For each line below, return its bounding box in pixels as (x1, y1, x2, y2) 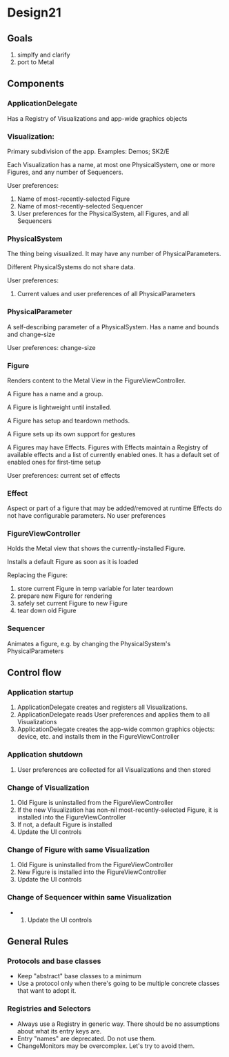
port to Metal (17, 58, 54, 66)
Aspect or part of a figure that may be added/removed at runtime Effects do (7, 504, 222, 512)
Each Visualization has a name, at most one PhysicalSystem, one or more (7, 160, 215, 168)
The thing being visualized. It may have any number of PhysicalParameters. (7, 250, 221, 258)
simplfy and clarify (17, 50, 70, 59)
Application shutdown (7, 750, 83, 759)
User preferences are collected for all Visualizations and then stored (17, 765, 211, 774)
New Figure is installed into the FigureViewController (17, 868, 167, 876)
